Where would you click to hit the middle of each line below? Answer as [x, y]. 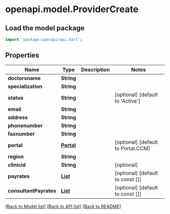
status [16, 98]
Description [95, 69]
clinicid [17, 164]
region [16, 156]
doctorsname [24, 78]
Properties [22, 55]
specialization [25, 86]
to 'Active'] [127, 101]
